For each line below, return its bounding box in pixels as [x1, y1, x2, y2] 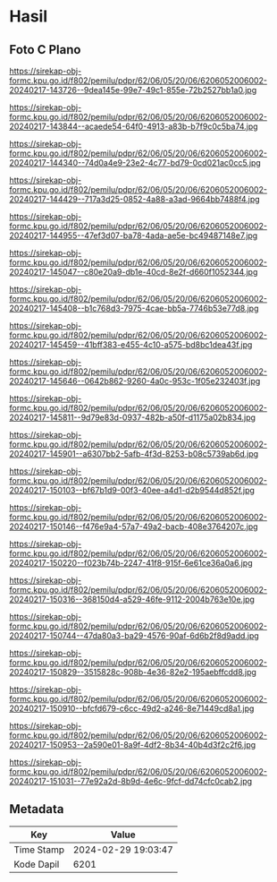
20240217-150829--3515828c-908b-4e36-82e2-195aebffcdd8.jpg [9, 667, 257, 677]
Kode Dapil [13, 858, 60, 870]
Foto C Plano [9, 42, 81, 57]
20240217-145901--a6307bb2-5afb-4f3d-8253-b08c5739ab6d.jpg [9, 449, 259, 458]
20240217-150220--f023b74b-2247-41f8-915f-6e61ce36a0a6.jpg [9, 558, 253, 568]
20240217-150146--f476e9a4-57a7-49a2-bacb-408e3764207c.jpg [9, 521, 258, 532]
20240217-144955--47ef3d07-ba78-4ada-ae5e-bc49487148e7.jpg [9, 230, 258, 241]
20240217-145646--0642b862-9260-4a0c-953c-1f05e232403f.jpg [9, 376, 261, 386]
